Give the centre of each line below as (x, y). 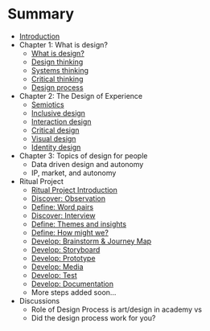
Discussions (39, 300)
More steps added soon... (74, 292)
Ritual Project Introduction (74, 190)
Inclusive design (58, 112)
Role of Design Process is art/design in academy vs (117, 309)
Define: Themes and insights (78, 224)
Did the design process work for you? (93, 317)
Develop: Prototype (63, 258)
